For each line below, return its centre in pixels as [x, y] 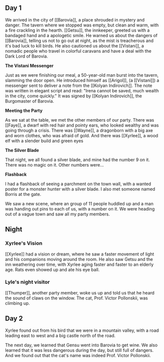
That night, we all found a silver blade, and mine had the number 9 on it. [78, 160]
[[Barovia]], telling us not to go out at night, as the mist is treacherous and [79, 41]
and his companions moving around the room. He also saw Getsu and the [79, 259]
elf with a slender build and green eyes [44, 141]
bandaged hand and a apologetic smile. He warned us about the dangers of [81, 35]
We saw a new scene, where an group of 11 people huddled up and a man [79, 203]
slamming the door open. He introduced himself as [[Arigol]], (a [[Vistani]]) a [82, 80]
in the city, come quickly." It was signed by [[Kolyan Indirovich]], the [73, 96]
